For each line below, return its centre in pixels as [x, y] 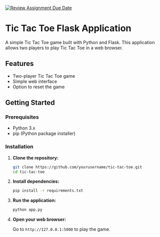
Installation [19, 147]
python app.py [27, 210]
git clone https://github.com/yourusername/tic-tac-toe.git [77, 167]
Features [19, 64]
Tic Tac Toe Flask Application [68, 28]
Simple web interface [35, 81]
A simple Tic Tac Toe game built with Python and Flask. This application [80, 42]
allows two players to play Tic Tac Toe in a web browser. [64, 48]
